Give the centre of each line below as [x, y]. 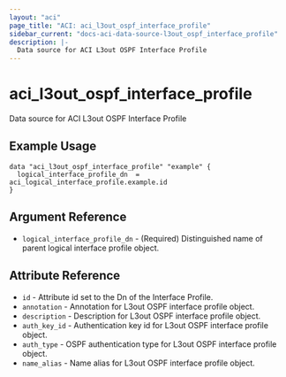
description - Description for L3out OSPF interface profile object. [141, 316]
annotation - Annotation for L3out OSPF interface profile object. [138, 306]
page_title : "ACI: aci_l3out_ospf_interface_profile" [110, 26]
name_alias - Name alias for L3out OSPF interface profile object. [139, 363]
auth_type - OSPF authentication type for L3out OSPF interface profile [149, 344]
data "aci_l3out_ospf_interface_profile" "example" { [110, 166]
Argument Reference [68, 217]
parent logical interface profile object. [90, 248]
